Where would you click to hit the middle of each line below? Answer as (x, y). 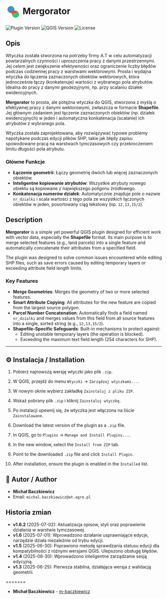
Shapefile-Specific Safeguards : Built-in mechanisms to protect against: (86, 329)
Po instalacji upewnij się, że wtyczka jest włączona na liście (73, 410)
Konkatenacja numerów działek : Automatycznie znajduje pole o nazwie (86, 194)
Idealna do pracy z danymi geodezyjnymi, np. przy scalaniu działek (74, 87)
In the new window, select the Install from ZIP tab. (66, 444)
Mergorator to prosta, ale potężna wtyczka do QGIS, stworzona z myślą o (81, 102)
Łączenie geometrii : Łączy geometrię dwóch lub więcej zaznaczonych (85, 173)
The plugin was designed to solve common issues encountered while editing (84, 257)
